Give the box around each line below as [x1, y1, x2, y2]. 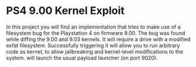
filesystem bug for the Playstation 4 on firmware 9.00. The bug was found [6, 29, 185, 36]
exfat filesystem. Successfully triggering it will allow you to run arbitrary [6, 42, 181, 49]
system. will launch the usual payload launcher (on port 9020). [6, 54, 158, 61]
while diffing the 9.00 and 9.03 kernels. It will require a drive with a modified [6, 36, 191, 43]
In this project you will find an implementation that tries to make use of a [6, 23, 181, 30]
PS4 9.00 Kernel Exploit [6, 4, 125, 17]
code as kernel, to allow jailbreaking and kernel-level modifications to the [6, 48, 184, 55]
